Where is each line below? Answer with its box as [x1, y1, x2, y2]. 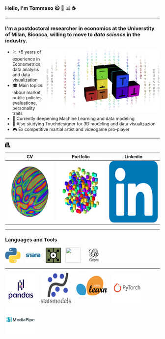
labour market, [12, 89, 42, 95]
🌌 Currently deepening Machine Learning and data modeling [12, 115, 135, 121]
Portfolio [72, 154, 90, 160]
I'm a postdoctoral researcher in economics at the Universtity [5, 25, 155, 32]
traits [12, 110, 23, 116]
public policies [12, 94, 42, 100]
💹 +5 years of [12, 49, 42, 55]
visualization [12, 77, 38, 83]
